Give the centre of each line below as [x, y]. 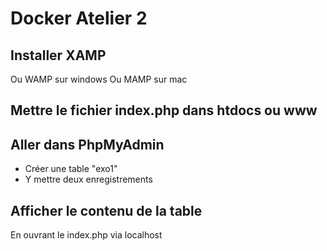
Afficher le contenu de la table [106, 210]
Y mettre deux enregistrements [88, 179]
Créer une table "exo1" [71, 169]
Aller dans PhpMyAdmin [87, 144]
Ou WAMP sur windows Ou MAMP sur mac [99, 79]
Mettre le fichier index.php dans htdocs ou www [164, 110]
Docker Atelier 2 [79, 18]
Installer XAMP [58, 55]
